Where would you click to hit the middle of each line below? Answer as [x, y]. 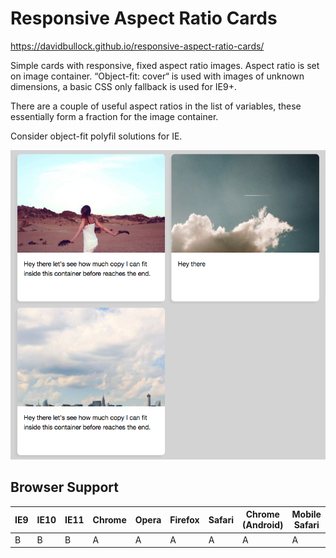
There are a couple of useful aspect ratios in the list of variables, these [156, 106]
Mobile [306, 514]
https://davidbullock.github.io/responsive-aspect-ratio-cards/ [137, 46]
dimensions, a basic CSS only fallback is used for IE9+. [123, 86]
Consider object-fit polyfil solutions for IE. [96, 136]
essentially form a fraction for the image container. [114, 116]
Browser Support [65, 487]
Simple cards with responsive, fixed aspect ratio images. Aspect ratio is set [165, 65]
